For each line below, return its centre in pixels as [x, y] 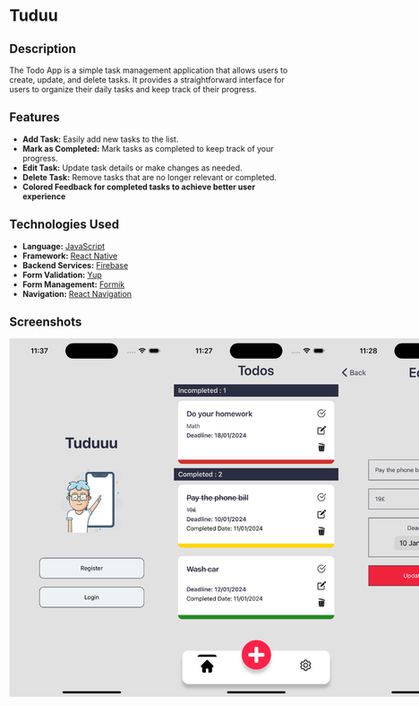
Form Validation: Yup [62, 275]
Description [43, 49]
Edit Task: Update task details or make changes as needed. [133, 168]
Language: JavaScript [64, 246]
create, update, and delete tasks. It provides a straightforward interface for [147, 80]
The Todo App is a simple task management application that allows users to [149, 70]
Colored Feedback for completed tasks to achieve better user [139, 187]
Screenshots [46, 322]
